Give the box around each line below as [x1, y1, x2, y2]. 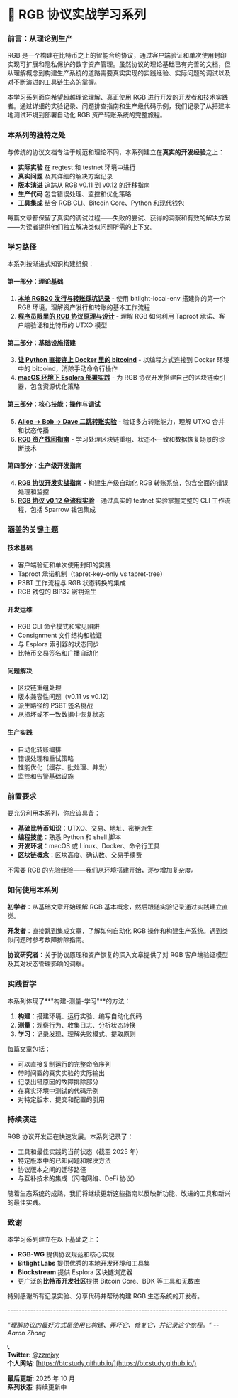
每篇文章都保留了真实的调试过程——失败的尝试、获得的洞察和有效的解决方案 [7, 213, 231, 222]
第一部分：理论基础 [7, 277, 64, 285]
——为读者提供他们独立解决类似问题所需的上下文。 [7, 222, 157, 231]
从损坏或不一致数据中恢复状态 [17, 710, 105, 719]
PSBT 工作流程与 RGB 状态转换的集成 [17, 579, 126, 587]
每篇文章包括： [7, 1045, 51, 1053]
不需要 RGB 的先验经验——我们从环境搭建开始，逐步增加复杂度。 [7, 865, 198, 874]
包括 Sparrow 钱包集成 [30, 505, 96, 513]
